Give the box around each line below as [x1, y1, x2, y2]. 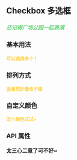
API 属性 [6, 132, 31, 141]
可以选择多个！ [6, 55, 38, 62]
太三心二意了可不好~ [6, 147, 58, 154]
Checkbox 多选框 [6, 5, 71, 16]
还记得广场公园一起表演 [6, 24, 64, 31]
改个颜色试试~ [6, 116, 37, 123]
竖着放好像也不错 [6, 86, 43, 93]
